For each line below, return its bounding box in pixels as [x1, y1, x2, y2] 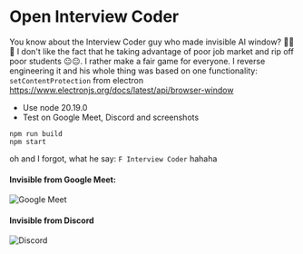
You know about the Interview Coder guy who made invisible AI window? [9, 36, 282, 47]
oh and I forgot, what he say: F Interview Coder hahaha [9, 152, 218, 164]
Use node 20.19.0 [22, 102, 88, 112]
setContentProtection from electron [9, 74, 143, 85]
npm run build [9, 129, 64, 138]
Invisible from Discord [9, 215, 94, 226]
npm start [9, 137, 47, 146]
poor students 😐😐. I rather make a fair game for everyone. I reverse [9, 55, 266, 66]
